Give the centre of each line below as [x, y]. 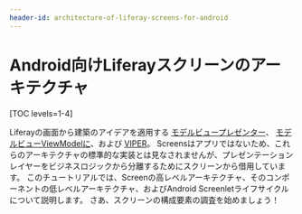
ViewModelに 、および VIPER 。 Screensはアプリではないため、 [157, 143]
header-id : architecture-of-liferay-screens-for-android [119, 18]
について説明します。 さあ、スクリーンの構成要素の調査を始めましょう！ [145, 200]
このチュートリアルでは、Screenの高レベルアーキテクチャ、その [146, 177]
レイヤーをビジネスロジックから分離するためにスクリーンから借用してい [144, 166]
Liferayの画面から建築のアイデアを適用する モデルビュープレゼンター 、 [142, 132]
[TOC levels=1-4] [41, 113]
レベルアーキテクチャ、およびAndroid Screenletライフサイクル [173, 188]
